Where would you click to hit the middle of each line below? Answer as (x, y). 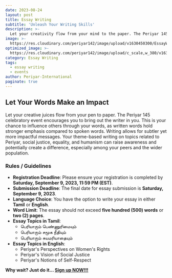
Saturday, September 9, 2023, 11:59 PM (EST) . (63, 183)
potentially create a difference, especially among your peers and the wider (84, 147)
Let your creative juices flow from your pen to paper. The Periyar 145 (78, 115)
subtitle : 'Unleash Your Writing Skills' (50, 24)
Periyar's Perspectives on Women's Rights (65, 249)
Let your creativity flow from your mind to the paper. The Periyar (84, 34)
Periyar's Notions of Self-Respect (56, 260)
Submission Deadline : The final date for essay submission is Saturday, (88, 188)
